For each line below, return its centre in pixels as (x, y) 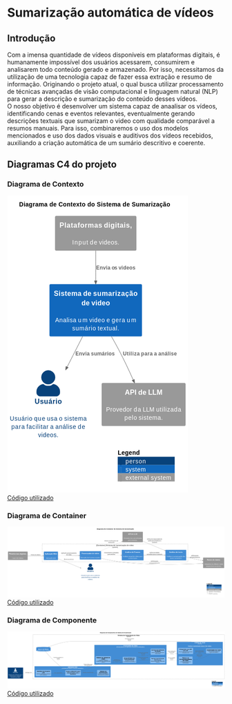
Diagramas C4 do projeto (62, 165)
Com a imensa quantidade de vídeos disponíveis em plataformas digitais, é (114, 55)
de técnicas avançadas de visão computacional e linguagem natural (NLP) (113, 92)
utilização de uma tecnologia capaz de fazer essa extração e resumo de (110, 77)
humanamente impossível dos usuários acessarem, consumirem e (101, 62)
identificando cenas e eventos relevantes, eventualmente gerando (101, 113)
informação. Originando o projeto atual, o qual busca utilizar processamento (115, 84)
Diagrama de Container (47, 515)
